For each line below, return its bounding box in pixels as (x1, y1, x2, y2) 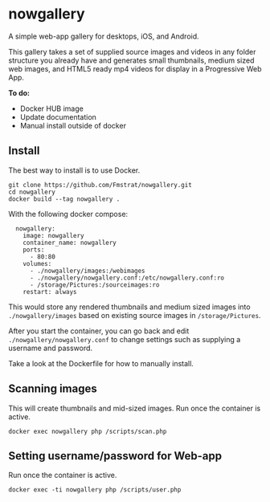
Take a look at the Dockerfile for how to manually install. (8, 358, 194, 368)
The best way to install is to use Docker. (8, 165, 141, 175)
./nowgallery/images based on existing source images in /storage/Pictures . (8, 310, 261, 320)
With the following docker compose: (8, 209, 129, 218)
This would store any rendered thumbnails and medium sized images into (8, 302, 251, 312)
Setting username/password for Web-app (8, 449, 223, 463)
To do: (8, 88, 31, 97)
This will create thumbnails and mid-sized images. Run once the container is (8, 403, 261, 413)
